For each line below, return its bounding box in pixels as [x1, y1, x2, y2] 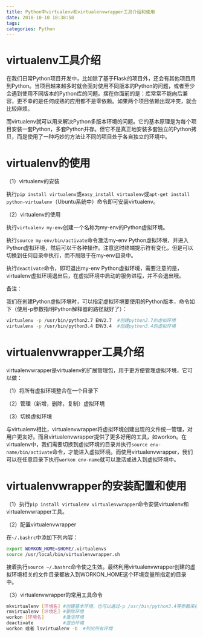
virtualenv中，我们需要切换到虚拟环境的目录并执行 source [6, 440, 148, 448]
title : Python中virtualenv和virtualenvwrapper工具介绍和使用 [6, 8, 155, 15]
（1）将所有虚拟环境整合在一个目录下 [6, 387, 98, 394]
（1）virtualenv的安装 [6, 178, 60, 185]
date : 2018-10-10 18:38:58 [6, 15, 74, 21]
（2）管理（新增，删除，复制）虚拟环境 [6, 400, 105, 407]
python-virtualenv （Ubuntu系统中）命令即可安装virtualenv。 [6, 198, 159, 206]
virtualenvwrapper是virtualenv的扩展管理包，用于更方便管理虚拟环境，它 [6, 367, 188, 374]
